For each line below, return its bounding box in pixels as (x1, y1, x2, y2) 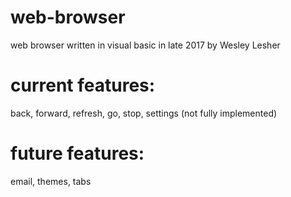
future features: (10, 142, 145, 165)
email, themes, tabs (10, 175, 92, 187)
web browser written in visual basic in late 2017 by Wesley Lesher (10, 39, 281, 51)
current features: (10, 74, 156, 97)
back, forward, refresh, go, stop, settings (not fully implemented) (10, 107, 278, 119)
